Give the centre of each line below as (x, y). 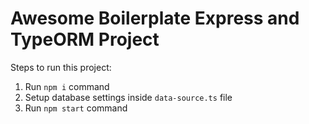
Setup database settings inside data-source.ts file (128, 97)
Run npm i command (67, 86)
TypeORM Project (85, 39)
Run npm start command (76, 108)
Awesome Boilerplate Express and (155, 18)
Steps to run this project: (61, 67)
